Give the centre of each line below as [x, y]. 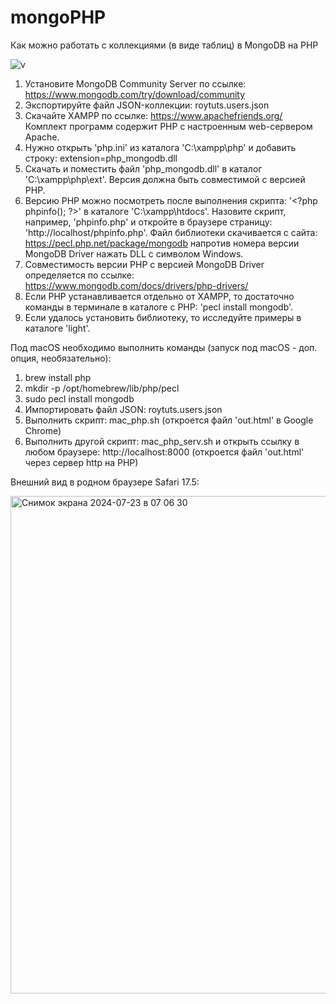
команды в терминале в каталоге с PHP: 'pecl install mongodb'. [159, 307]
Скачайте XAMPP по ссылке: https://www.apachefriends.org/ [153, 115]
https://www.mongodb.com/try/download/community [135, 94]
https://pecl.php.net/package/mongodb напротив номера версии [162, 243]
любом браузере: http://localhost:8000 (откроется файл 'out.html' [164, 452]
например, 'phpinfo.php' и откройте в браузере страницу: [148, 222]
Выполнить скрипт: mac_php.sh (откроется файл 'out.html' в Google [169, 420]
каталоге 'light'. [57, 328]
